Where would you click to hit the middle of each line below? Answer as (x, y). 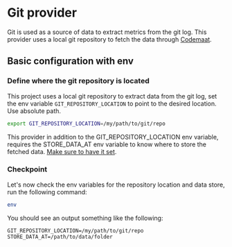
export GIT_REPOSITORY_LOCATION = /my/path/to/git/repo (87, 123)
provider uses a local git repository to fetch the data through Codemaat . (110, 39)
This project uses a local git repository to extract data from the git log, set (112, 96)
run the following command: (47, 191)
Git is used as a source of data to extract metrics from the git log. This (107, 32)
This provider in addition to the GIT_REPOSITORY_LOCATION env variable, (113, 137)
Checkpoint (27, 169)
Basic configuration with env (70, 61)
